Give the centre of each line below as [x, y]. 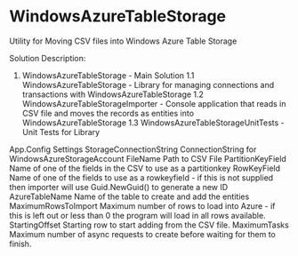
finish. [20, 244]
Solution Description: [48, 58]
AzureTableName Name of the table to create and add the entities [129, 196]
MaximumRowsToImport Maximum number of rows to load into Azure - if [142, 205]
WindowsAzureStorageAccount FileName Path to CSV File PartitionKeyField [148, 158]
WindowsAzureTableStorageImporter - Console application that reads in [154, 103]
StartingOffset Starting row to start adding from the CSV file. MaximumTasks [149, 225]
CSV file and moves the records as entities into [108, 113]
